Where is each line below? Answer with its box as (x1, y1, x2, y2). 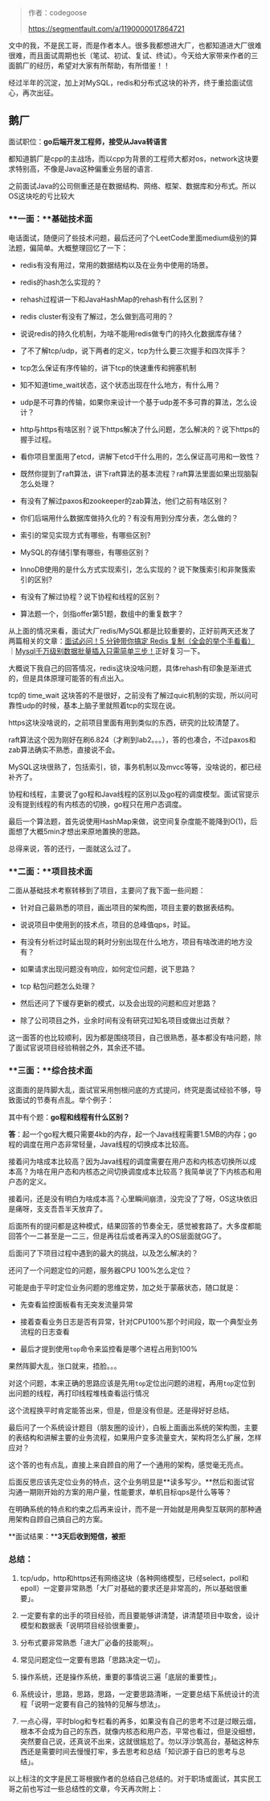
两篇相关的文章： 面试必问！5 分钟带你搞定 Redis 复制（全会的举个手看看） (8, 636, 256, 646)
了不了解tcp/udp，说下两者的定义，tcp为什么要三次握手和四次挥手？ (19, 346, 247, 356)
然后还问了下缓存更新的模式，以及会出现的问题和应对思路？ (19, 999, 218, 1009)
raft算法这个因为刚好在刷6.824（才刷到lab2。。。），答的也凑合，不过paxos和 (8, 735, 256, 745)
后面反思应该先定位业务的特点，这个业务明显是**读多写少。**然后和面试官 (8, 1477, 256, 1487)
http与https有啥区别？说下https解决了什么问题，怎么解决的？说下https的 (19, 425, 260, 435)
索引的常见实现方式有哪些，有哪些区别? (19, 530, 151, 540)
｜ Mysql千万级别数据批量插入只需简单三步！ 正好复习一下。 (8, 647, 205, 656)
